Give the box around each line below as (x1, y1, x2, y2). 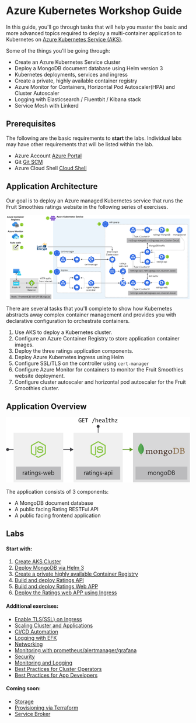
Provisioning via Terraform (14, 704, 79, 711)
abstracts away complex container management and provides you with (6, 311, 177, 318)
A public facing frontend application (14, 512, 101, 519)
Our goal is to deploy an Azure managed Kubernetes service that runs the (6, 197, 183, 204)
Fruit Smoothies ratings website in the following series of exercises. (6, 203, 169, 210)
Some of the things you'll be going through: (6, 47, 111, 54)
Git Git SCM (14, 158, 43, 165)
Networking (14, 641, 43, 648)
